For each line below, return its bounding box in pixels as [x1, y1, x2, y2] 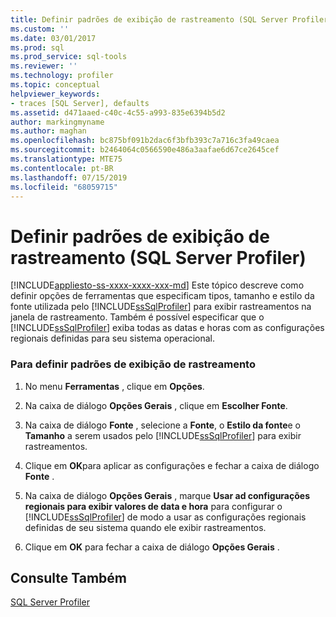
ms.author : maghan [10, 126, 87, 136]
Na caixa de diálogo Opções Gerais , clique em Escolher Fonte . [24, 399, 288, 411]
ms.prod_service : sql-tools [10, 52, 128, 62]
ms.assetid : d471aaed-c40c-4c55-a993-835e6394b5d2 [10, 107, 226, 118]
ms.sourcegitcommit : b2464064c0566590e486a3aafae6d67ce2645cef [10, 145, 280, 155]
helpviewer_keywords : [10, 89, 101, 99]
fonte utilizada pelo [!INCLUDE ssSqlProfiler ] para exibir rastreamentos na [10, 301, 312, 313]
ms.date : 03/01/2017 [10, 33, 97, 43]
